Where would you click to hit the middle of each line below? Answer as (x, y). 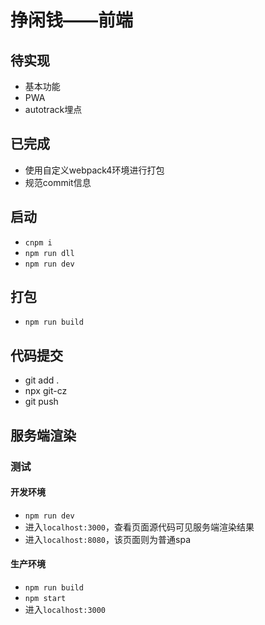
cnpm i (38, 242)
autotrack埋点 (53, 109)
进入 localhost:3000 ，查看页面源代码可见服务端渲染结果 (139, 527)
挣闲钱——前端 (72, 20)
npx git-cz (46, 391)
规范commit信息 (58, 182)
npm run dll (49, 253)
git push (41, 402)
